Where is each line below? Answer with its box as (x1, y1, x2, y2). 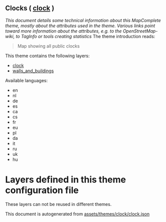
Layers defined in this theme (5, 174, 126, 185)
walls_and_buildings (12, 68, 54, 74)
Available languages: (5, 77, 48, 83)
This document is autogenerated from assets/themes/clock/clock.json (5, 210, 150, 217)
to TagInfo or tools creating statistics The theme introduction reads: (15, 33, 155, 39)
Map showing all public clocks (17, 43, 80, 49)
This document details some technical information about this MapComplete (5, 17, 161, 23)
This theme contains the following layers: (5, 53, 90, 59)
